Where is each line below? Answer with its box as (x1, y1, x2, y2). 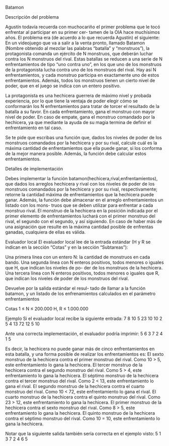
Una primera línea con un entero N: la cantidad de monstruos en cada (5, 254, 150, 260)
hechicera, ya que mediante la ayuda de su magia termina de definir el (5, 120, 151, 125)
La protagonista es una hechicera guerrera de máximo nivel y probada (5, 93, 151, 98)
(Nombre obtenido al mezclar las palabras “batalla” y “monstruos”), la (5, 45, 150, 51)
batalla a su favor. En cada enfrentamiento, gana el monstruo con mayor (5, 108, 155, 115)
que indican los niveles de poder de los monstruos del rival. (5, 275, 129, 282)
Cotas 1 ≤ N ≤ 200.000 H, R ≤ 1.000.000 (5, 306, 89, 312)
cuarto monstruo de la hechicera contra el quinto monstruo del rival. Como (5, 394, 160, 400)
